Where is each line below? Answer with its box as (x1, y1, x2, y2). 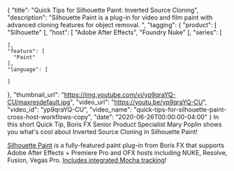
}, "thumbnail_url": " (7, 91, 64, 98)
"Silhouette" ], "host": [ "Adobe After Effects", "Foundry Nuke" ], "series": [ (7, 28, 222, 36)
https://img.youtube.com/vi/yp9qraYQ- (64, 91, 176, 98)
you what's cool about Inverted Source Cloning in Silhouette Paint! (7, 128, 198, 135)
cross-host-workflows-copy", (7, 113, 93, 121)
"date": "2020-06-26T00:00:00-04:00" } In (94, 113, 219, 121)
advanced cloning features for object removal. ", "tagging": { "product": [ (7, 21, 217, 29)
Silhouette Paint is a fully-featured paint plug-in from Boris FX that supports (7, 141, 225, 149)
